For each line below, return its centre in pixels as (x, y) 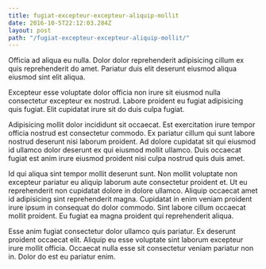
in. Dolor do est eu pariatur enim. (62, 257)
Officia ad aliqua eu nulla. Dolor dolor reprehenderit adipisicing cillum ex (126, 60)
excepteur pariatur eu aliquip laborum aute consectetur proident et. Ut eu (128, 183)
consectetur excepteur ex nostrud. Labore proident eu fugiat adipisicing (126, 101)
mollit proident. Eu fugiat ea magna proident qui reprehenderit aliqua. (121, 216)
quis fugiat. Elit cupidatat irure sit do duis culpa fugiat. (96, 110)
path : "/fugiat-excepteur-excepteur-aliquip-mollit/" (99, 38)
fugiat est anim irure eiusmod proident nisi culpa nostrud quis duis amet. (127, 159)
